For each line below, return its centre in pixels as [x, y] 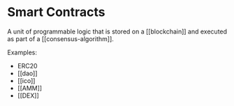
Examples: [22, 52]
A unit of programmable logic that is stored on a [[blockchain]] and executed [117, 31]
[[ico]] [26, 80]
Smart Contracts [57, 12]
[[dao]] [27, 73]
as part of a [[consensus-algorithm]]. [60, 38]
